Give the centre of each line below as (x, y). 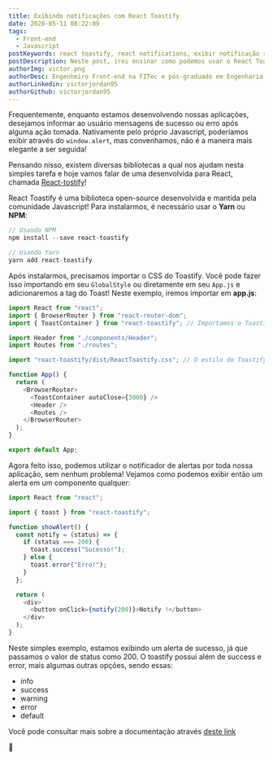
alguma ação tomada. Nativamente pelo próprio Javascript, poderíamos (129, 132)
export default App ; (43, 450)
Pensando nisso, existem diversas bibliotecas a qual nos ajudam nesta (126, 165)
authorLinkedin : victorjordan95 (63, 84)
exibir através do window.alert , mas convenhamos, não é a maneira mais (130, 141)
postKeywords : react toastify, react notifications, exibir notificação (134, 54)
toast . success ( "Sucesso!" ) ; (78, 550)
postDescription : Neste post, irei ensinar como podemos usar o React (130, 62)
